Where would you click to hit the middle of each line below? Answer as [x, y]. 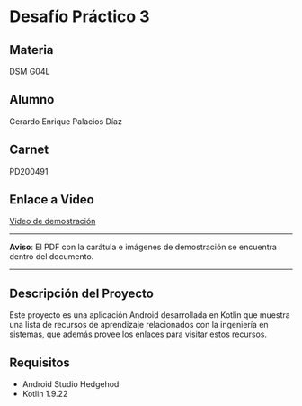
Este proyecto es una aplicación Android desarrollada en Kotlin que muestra [150, 315]
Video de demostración [53, 221]
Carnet [29, 150]
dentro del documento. [52, 257]
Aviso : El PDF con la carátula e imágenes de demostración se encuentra [143, 247]
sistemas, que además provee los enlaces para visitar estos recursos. [138, 334]
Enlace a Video [52, 200]
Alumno [32, 99]
